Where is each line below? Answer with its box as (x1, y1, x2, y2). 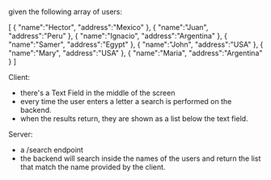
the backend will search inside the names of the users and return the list (19, 153, 261, 163)
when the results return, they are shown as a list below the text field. (19, 114, 248, 123)
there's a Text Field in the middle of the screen (19, 88, 176, 98)
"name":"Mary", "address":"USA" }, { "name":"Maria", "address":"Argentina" (8, 48, 263, 57)
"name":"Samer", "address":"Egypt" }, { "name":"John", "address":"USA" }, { (8, 40, 264, 49)
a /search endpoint (19, 145, 83, 154)
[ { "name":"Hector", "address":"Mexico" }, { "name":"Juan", (8, 23, 209, 31)
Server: (8, 129, 33, 139)
